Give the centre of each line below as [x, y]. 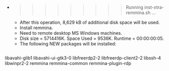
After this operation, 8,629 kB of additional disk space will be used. [90, 22]
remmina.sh [138, 13]
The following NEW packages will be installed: [68, 44]
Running [134, 7]
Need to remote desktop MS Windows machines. [71, 33]
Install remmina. [36, 28]
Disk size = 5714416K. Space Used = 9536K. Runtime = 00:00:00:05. [92, 38]
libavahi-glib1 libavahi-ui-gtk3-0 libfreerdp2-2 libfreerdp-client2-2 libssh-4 [83, 58]
